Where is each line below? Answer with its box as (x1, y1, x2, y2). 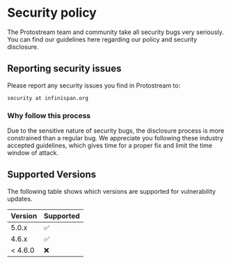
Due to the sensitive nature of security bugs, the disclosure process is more (7, 126, 225, 135)
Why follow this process (7, 110, 91, 120)
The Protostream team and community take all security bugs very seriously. (7, 28, 224, 36)
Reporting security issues (7, 63, 122, 74)
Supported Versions (7, 169, 96, 181)
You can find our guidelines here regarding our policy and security (7, 35, 198, 43)
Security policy (7, 5, 97, 21)
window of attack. (7, 149, 59, 157)
